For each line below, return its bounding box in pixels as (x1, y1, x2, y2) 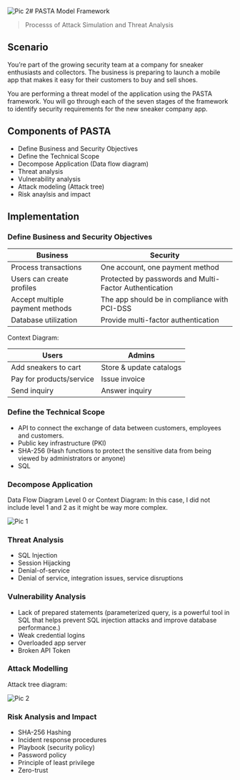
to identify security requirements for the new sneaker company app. (7, 104, 209, 113)
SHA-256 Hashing (17, 728, 71, 736)
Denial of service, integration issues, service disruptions (17, 574, 184, 583)
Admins (128, 350, 155, 360)
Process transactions (11, 262, 82, 272)
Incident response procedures (17, 736, 107, 744)
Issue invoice (101, 374, 145, 384)
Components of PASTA (7, 125, 111, 137)
